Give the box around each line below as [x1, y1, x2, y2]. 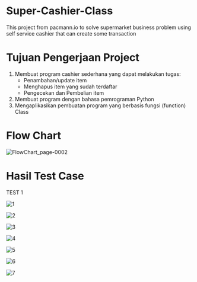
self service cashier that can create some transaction [6, 30, 136, 37]
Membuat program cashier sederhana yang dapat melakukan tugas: [14, 70, 181, 78]
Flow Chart [6, 129, 61, 143]
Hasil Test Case [6, 169, 84, 182]
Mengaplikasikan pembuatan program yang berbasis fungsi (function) [14, 102, 186, 109]
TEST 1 [6, 188, 24, 196]
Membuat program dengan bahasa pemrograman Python [14, 95, 154, 102]
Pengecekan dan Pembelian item [23, 89, 104, 96]
